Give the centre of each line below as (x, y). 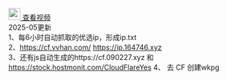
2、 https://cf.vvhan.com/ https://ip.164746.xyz (85, 47)
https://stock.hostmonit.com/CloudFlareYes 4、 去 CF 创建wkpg (114, 67)
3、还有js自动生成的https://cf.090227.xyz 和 (81, 57)
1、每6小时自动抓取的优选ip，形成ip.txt (73, 37)
